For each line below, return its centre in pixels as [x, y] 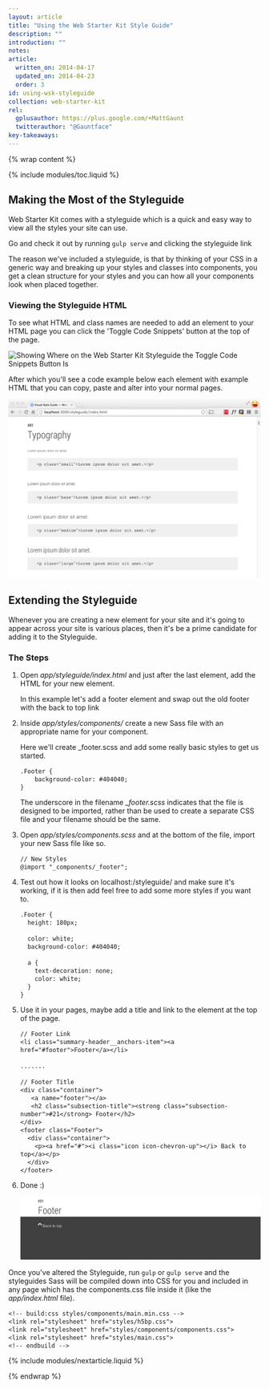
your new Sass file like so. [63, 843]
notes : [19, 51]
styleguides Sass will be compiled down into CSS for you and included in [128, 1281]
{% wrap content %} [42, 159]
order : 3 [30, 84]
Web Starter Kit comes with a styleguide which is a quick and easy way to [130, 219]
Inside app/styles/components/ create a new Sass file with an [122, 723]
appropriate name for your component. [84, 731]
